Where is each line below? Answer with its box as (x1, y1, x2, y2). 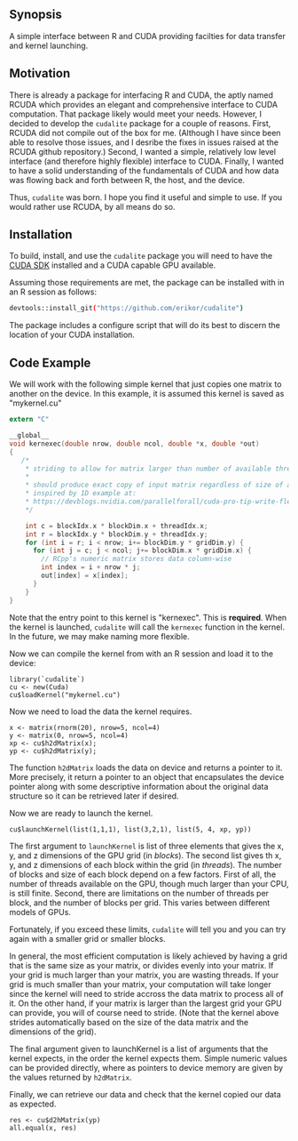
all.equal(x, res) (9, 1123, 77, 1132)
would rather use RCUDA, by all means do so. (9, 201, 176, 212)
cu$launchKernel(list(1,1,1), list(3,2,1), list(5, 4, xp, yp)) (9, 824, 252, 834)
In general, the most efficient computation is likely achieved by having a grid (9, 951, 288, 961)
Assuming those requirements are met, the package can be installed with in (9, 277, 285, 288)
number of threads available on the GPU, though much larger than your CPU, (9, 878, 289, 888)
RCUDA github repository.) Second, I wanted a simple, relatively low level (9, 146, 277, 157)
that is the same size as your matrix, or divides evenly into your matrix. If (9, 960, 274, 970)
